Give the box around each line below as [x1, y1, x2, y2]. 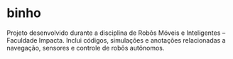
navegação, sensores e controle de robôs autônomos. [6, 43, 165, 52]
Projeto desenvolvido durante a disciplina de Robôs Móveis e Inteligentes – [6, 28, 226, 37]
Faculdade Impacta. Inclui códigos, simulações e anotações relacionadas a [6, 36, 226, 44]
